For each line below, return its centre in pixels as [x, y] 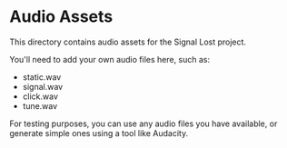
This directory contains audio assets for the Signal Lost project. [128, 42]
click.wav [40, 96]
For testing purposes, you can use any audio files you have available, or [143, 123]
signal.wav [43, 86]
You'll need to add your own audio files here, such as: [110, 59]
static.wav [42, 77]
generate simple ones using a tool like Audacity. [99, 133]
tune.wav [40, 105]
